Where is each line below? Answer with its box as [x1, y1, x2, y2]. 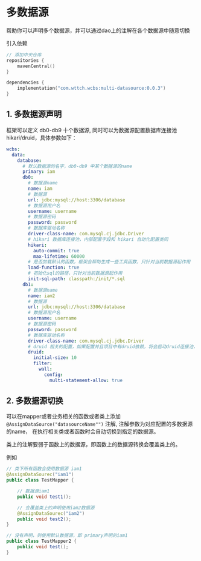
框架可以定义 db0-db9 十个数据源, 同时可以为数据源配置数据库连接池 [6, 126, 177, 133]
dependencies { [6, 79, 45, 86]
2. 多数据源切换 [6, 395, 63, 406]
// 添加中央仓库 [6, 52, 42, 58]
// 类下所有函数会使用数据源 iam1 [6, 466, 82, 472]
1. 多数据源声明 [6, 109, 62, 119]
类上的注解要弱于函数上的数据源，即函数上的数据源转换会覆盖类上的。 [6, 441, 181, 448]
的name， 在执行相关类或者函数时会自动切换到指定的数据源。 [6, 428, 159, 435]
